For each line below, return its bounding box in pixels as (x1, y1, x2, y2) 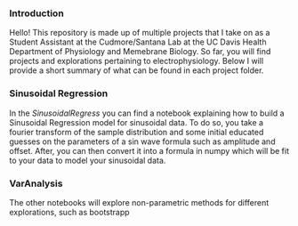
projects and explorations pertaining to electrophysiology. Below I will (9, 56, 264, 67)
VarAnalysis (9, 177, 63, 190)
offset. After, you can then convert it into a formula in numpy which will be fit (9, 145, 289, 156)
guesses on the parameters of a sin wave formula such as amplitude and (9, 136, 276, 147)
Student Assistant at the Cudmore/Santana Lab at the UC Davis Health (9, 36, 267, 47)
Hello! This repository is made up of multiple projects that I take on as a (9, 28, 270, 38)
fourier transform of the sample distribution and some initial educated (9, 126, 264, 137)
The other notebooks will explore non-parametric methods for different (9, 197, 270, 207)
